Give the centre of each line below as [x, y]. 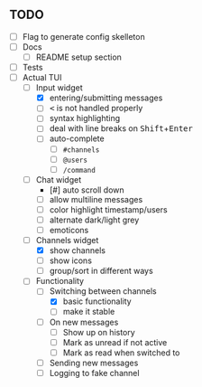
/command [79, 170]
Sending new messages [94, 363]
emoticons [69, 230]
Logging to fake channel [94, 373]
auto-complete [77, 138]
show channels [78, 250]
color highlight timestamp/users [109, 209]
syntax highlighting [85, 118]
